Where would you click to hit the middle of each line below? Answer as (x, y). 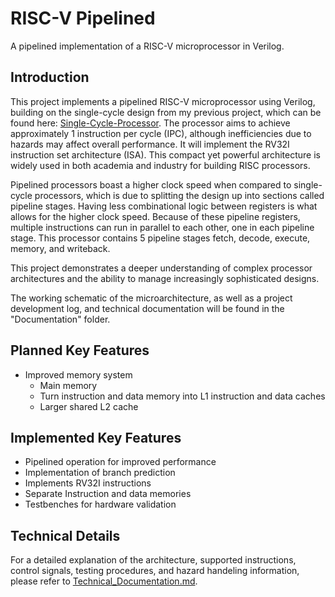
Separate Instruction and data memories (108, 494)
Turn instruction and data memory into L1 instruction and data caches (182, 396)
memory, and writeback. (60, 248)
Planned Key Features (80, 350)
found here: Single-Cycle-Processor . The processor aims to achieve (150, 123)
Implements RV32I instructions (88, 483)
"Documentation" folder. (60, 319)
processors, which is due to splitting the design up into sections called (179, 195)
